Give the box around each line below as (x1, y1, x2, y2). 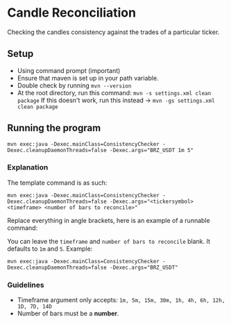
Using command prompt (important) (17, 66, 121, 74)
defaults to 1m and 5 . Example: (7, 245, 93, 253)
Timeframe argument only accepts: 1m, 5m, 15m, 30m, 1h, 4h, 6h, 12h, (17, 296, 225, 304)
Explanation (7, 163, 49, 172)
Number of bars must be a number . (17, 309, 119, 317)
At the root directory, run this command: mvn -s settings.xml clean (17, 88, 212, 97)
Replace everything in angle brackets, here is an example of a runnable (7, 216, 210, 224)
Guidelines (7, 280, 44, 290)
